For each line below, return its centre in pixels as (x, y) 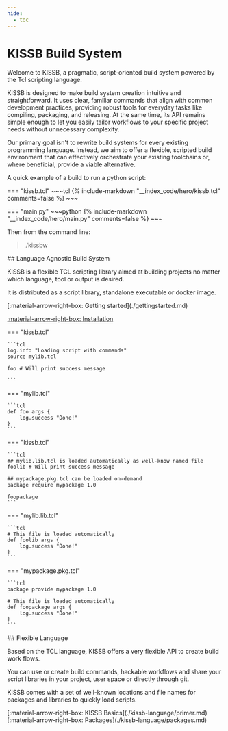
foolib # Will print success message (61, 467)
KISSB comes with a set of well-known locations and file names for (102, 693)
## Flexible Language (38, 638)
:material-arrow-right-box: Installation (60, 319)
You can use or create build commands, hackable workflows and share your (114, 672)
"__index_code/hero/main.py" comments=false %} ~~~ (85, 219)
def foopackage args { (39, 607)
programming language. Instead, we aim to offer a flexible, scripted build (110, 150)
